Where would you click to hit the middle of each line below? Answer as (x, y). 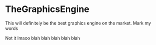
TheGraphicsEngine (47, 9)
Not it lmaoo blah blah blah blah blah (43, 38)
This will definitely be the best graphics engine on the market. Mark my (78, 23)
